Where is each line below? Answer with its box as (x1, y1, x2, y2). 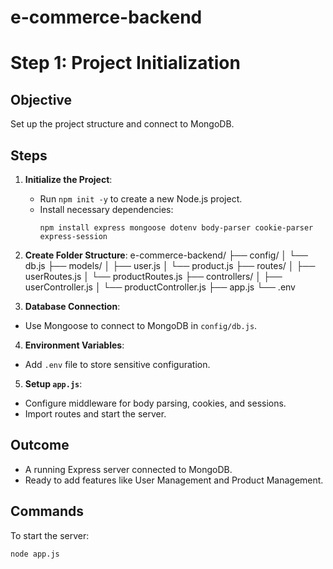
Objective (10, 91, 73, 108)
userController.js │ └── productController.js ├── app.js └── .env (24, 281, 296, 293)
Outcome (10, 437, 70, 454)
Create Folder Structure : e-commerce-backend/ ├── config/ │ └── (24, 249, 308, 261)
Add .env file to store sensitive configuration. (24, 359, 211, 370)
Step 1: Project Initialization (10, 52, 241, 75)
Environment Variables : (24, 339, 125, 351)
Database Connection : (24, 301, 121, 312)
